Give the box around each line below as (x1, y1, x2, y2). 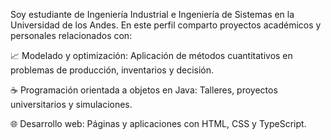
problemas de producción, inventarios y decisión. (10, 64, 215, 76)
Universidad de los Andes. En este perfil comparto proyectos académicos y (10, 19, 322, 31)
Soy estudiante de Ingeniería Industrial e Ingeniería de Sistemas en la (10, 9, 295, 20)
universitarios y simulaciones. (10, 99, 133, 110)
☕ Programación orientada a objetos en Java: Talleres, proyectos (10, 84, 278, 96)
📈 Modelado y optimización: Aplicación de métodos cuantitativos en (10, 50, 293, 61)
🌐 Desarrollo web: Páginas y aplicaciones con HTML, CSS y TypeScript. (10, 118, 307, 129)
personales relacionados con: (10, 30, 133, 41)
